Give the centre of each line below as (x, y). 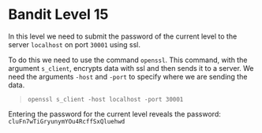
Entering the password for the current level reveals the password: (114, 114)
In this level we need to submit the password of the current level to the (123, 36)
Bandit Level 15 (58, 15)
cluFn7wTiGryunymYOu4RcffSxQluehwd (67, 121)
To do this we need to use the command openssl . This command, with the (128, 60)
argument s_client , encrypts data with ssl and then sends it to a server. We (131, 68)
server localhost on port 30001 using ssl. (74, 44)
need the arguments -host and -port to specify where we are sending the (128, 76)
